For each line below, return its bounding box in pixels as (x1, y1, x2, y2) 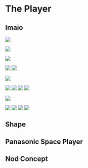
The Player (5, 3, 52, 15)
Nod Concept (5, 155, 48, 163)
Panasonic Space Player (5, 137, 83, 146)
